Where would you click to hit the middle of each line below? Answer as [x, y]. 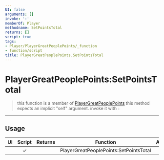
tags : [10, 42]
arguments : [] [20, 14]
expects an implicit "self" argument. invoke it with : [69, 109]
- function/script [24, 50]
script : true [18, 37]
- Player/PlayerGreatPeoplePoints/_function [51, 46]
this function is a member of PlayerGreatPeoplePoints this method [83, 103]
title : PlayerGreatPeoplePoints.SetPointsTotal [54, 55]
